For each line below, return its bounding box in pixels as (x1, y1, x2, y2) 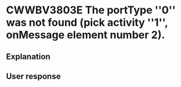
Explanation (6, 51, 51, 61)
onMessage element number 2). (6, 29, 165, 41)
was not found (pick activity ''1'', (6, 16, 168, 29)
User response (6, 71, 61, 81)
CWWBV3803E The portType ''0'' (6, 4, 176, 17)
